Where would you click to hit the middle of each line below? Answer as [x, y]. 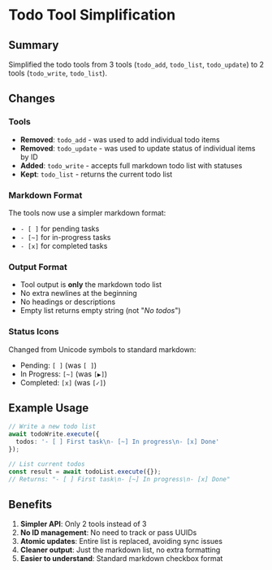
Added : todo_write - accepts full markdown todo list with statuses [131, 165]
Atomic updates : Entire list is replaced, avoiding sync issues [121, 542]
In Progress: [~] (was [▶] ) [64, 374]
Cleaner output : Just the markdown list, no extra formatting [120, 550]
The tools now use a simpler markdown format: [87, 212]
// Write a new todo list [52, 427]
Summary [34, 45]
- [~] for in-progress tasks [65, 237]
